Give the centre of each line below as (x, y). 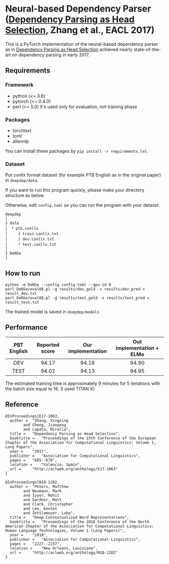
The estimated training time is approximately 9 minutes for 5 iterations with (83, 383)
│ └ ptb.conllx (22, 229)
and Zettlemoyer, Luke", (49, 513)
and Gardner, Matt (43, 500)
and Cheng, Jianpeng (45, 425)
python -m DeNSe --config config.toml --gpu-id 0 (58, 285)
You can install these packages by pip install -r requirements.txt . (77, 151)
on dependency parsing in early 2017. (51, 55)
